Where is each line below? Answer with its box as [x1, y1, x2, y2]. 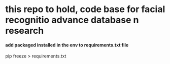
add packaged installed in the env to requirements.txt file [5, 42, 129, 48]
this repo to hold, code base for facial [5, 4, 165, 15]
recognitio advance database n [5, 14, 139, 26]
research [5, 25, 44, 36]
